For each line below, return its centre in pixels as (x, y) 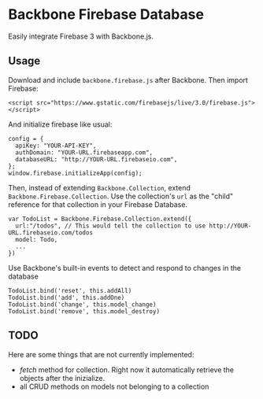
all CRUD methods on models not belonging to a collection (114, 386)
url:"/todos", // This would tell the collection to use (111, 226)
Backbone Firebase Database (106, 15)
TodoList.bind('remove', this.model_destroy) (84, 311)
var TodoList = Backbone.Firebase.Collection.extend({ (100, 219)
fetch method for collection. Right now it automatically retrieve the (127, 369)
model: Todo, (37, 239)
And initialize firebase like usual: (60, 124)
